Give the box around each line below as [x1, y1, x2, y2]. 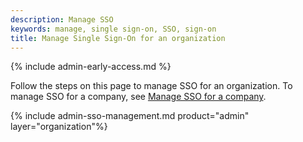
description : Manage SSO [10, 14, 114, 25]
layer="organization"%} [10, 121, 108, 133]
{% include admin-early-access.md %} [10, 61, 172, 73]
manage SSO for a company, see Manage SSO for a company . [10, 91, 267, 103]
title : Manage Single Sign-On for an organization [10, 33, 226, 43]
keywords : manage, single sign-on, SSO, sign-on [10, 24, 217, 34]
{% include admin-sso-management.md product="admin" [10, 110, 250, 122]
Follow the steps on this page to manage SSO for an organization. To [10, 80, 293, 92]
